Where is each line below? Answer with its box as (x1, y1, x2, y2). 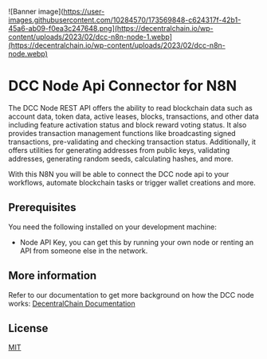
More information (8, 269, 97, 283)
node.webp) (8, 49, 48, 58)
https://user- (63, 7, 105, 16)
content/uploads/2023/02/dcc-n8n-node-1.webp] (8, 32, 173, 41)
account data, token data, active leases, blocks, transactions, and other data (8, 111, 259, 121)
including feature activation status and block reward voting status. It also (8, 119, 247, 130)
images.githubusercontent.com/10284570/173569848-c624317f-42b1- (8, 15, 241, 25)
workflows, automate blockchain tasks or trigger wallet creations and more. (8, 178, 257, 187)
